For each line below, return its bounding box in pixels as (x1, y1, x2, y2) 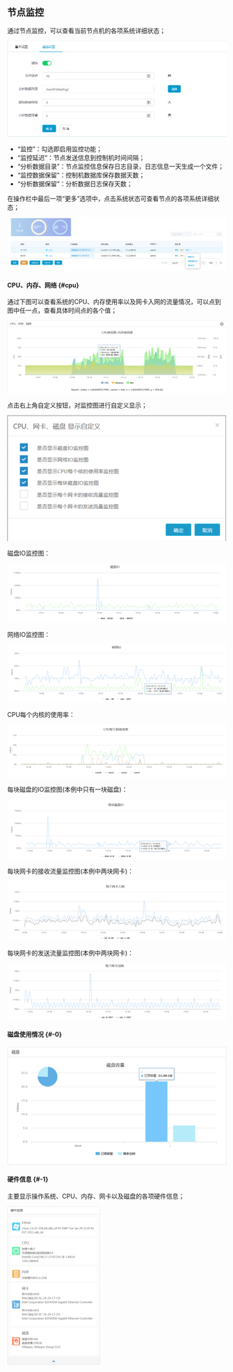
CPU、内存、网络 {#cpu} (7, 281, 79, 289)
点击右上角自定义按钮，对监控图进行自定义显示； (7, 401, 147, 409)
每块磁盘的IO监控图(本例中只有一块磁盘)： (7, 785, 128, 794)
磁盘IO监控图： (7, 549, 51, 558)
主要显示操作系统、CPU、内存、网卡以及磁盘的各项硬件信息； (7, 1192, 185, 1200)
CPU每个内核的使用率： (7, 710, 75, 718)
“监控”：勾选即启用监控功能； (17, 145, 103, 153)
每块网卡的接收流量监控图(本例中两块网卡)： (7, 867, 134, 875)
